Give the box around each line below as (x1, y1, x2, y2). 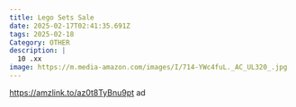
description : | (9, 46, 67, 55)
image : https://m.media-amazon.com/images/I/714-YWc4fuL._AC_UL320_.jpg (9, 63, 288, 72)
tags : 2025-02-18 (9, 29, 75, 38)
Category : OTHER (9, 37, 70, 47)
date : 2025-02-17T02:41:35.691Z (9, 21, 130, 30)
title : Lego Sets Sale (9, 12, 94, 22)
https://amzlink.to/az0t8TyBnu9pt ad (9, 86, 146, 98)
